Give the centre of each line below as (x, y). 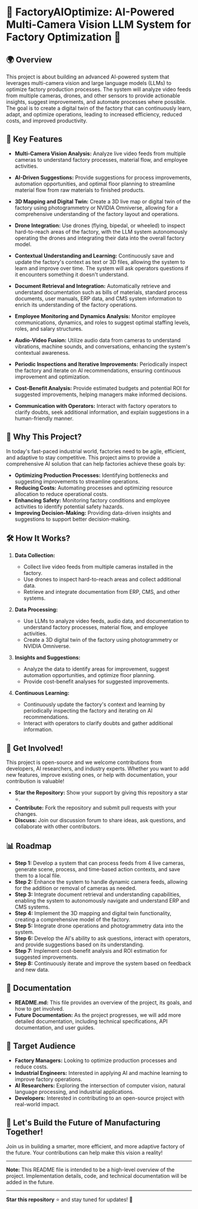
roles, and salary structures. (49, 329)
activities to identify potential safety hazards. (69, 507)
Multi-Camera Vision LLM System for (99, 24)
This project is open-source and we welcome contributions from (84, 762)
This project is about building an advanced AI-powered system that (88, 77)
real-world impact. (37, 1104)
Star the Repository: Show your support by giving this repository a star (101, 793)
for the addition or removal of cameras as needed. (75, 888)
